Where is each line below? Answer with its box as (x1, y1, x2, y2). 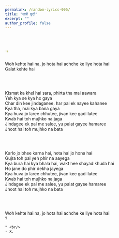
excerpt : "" (5, 16, 29, 21)
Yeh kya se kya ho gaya (5, 95, 52, 101)
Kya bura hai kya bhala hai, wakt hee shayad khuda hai (5, 161, 115, 167)
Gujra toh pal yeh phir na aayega (5, 155, 70, 161)
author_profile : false (5, 20, 51, 26)
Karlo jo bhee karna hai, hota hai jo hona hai (5, 150, 93, 156)
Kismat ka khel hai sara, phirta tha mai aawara (5, 90, 97, 96)
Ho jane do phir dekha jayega (5, 166, 64, 171)
